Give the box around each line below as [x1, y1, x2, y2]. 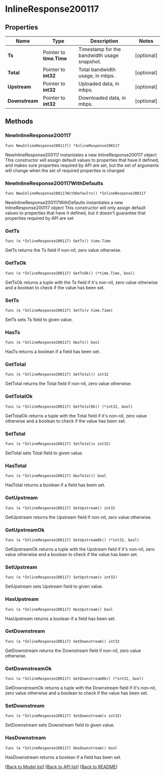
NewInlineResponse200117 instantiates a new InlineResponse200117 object [5, 151, 157, 158]
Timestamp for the [78, 46, 121, 53]
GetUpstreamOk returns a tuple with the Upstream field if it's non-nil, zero [5, 546, 155, 552]
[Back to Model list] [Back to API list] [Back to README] [5, 764, 118, 770]
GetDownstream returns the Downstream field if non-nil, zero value [5, 648, 141, 654]
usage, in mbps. [78, 72, 115, 79]
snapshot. [78, 58, 102, 65]
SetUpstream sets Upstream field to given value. [5, 584, 103, 590]
